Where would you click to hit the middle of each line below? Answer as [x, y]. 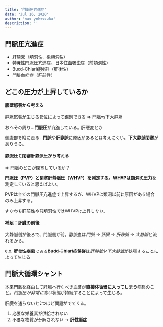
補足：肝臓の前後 [22, 223]
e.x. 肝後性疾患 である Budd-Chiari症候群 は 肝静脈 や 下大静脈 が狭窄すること [80, 251]
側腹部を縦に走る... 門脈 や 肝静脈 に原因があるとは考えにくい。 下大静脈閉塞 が [82, 137]
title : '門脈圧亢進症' [26, 10]
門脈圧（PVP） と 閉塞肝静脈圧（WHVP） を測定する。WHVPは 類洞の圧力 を [81, 178]
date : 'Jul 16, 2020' [27, 14]
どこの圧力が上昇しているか [47, 92]
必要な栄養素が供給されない [40, 313]
